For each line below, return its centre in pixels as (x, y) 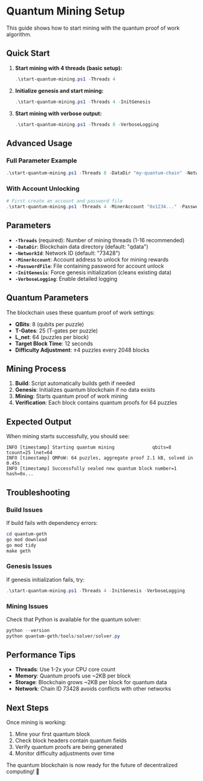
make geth (19, 551)
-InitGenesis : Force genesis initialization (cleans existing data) (93, 272)
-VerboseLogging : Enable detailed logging (66, 278)
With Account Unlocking (43, 188)
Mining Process (36, 369)
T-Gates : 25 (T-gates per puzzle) (56, 331)
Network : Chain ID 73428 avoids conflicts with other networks (93, 689)
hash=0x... (20, 474)
